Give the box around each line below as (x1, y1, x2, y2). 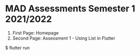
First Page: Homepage (12, 30, 59, 36)
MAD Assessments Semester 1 (5, 3, 135, 14)
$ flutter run (5, 45, 30, 51)
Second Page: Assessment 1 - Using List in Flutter (12, 35, 115, 41)
